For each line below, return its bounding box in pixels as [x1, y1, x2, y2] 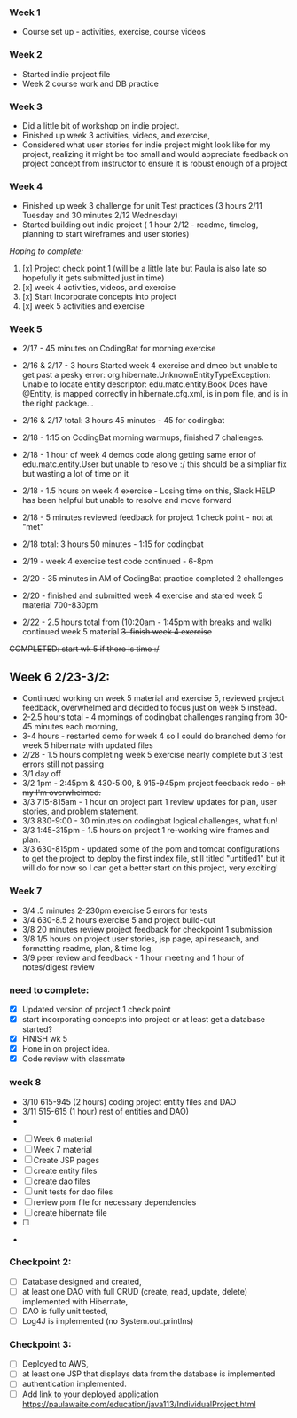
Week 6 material [33, 1133, 93, 1144]
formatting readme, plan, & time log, [21, 942, 153, 953]
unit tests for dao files [33, 1186, 113, 1197]
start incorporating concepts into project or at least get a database [21, 1013, 266, 1024]
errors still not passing [21, 759, 105, 769]
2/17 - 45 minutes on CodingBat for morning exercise [21, 343, 216, 354]
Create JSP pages [33, 1154, 100, 1165]
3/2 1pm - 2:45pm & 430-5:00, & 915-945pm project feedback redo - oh [21, 778, 286, 789]
